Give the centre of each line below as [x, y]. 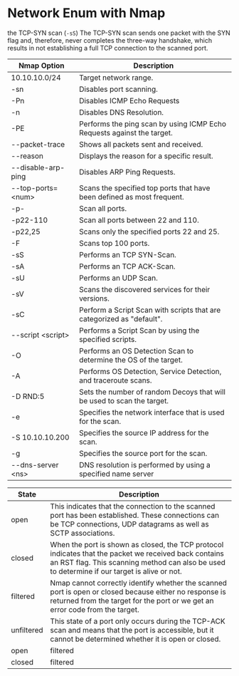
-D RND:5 [28, 396]
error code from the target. [95, 609]
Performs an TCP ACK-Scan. [127, 266]
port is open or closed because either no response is [138, 591]
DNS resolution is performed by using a [145, 464]
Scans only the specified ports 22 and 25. [149, 232]
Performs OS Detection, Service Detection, [150, 371]
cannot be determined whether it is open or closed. [136, 639]
